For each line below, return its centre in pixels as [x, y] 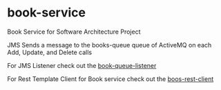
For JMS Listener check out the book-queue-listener [82, 65]
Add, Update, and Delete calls [49, 52]
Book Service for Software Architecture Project [74, 32]
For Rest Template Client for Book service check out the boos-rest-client [110, 79]
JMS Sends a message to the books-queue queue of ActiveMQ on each [109, 45]
